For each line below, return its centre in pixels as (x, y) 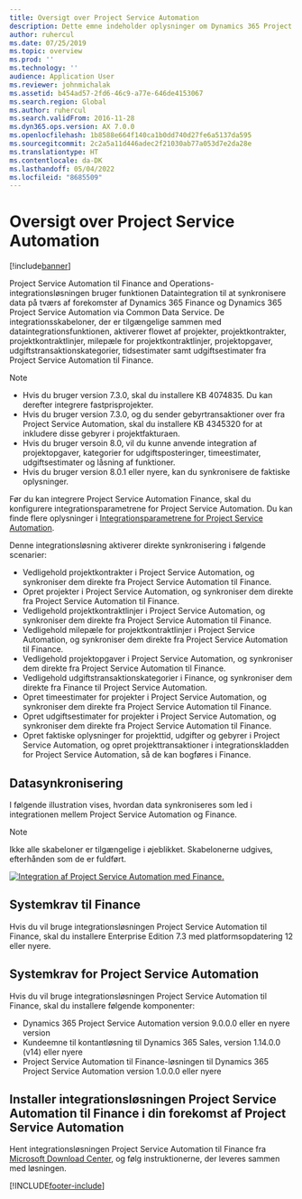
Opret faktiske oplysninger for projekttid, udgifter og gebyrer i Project (151, 736)
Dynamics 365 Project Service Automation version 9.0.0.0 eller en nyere (156, 1023)
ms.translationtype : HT (54, 152)
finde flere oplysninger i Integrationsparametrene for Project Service (136, 518)
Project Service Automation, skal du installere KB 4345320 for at (142, 424)
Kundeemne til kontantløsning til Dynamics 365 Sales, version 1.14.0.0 (151, 1042)
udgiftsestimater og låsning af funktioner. (99, 462)
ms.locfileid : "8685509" (56, 177)
